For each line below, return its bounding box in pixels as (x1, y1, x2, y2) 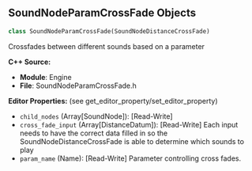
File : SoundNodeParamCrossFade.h (19, 81, 137, 90)
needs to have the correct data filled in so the (19, 128, 168, 138)
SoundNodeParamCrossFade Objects (8, 6, 196, 20)
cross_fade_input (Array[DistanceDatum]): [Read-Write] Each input (19, 120, 239, 129)
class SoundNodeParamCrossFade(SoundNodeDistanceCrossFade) (8, 27, 211, 35)
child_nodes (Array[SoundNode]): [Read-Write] (19, 111, 173, 121)
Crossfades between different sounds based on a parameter (8, 41, 205, 51)
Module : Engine (19, 72, 73, 82)
